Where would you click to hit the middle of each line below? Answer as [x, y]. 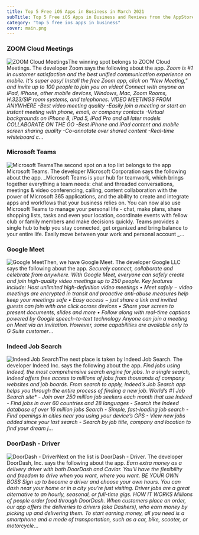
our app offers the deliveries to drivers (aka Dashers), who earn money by [97, 507]
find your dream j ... [30, 428]
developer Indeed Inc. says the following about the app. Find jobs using [94, 366]
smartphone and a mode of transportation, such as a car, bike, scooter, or [97, 519]
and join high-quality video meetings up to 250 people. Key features [90, 281]
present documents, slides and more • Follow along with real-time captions [99, 312]
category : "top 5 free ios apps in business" [63, 22]
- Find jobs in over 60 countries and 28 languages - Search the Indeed [93, 403]
